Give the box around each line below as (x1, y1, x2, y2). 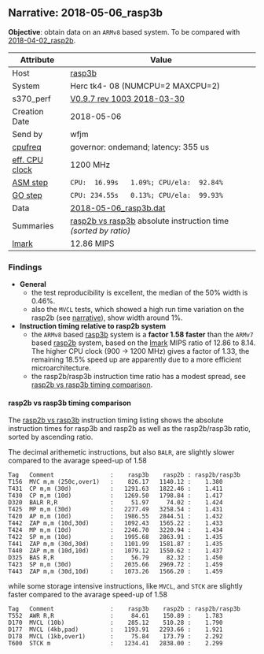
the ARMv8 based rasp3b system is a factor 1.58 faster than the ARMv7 (31, 330, 254, 340)
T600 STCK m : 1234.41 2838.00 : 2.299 (8, 640, 223, 648)
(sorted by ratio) (70, 225, 131, 236)
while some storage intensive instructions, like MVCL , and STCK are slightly (8, 582, 244, 591)
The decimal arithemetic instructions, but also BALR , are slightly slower (8, 448, 235, 457)
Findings (8, 262, 42, 273)
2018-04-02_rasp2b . (8, 35, 76, 45)
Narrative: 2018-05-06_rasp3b (8, 6, 163, 20)
